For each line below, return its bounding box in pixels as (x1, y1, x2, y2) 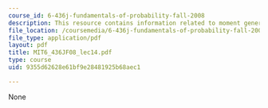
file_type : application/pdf (8, 33, 102, 42)
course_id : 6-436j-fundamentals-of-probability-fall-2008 (8, 11, 205, 20)
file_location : (8, 26, 59, 34)
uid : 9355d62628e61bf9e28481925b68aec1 (8, 64, 141, 71)
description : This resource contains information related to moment (8, 19, 241, 27)
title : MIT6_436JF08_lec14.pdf (8, 48, 112, 56)
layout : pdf (8, 41, 48, 49)
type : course (8, 56, 52, 64)
